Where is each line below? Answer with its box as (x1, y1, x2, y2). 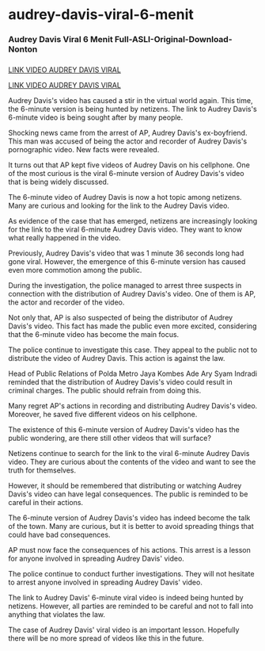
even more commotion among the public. (8, 266, 142, 275)
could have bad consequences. (8, 530, 111, 540)
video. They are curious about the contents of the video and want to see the (8, 458, 256, 467)
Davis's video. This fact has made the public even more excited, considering (8, 321, 257, 331)
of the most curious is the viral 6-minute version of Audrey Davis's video (8, 169, 244, 178)
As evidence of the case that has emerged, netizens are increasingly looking (8, 216, 258, 226)
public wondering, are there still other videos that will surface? (8, 434, 212, 443)
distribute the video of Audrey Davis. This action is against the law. (8, 354, 225, 363)
